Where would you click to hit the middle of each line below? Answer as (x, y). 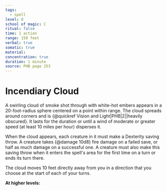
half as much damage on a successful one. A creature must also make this (82, 148)
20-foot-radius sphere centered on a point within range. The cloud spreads (83, 111)
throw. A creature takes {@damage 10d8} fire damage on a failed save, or (81, 142)
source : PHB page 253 (28, 66)
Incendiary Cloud (42, 91)
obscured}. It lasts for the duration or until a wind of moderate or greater (80, 121)
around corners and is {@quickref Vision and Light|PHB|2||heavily (74, 116)
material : (16, 52)
